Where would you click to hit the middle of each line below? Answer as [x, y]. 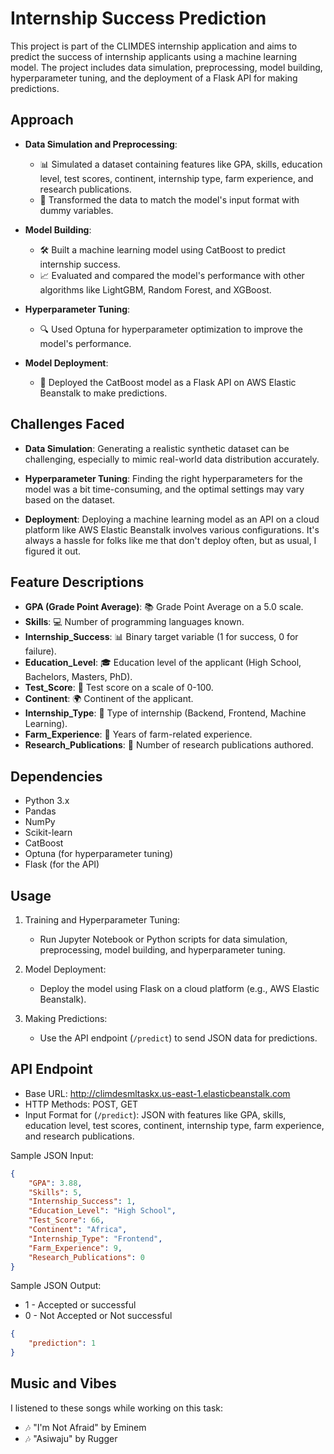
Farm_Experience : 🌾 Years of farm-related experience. [138, 734]
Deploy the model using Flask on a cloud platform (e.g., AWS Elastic [179, 988]
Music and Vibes [63, 1383]
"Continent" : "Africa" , [78, 1230]
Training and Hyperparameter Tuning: [102, 920]
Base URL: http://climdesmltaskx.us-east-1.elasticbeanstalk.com [157, 1093]
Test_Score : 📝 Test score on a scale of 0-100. [119, 688]
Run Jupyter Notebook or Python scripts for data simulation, [163, 939]
